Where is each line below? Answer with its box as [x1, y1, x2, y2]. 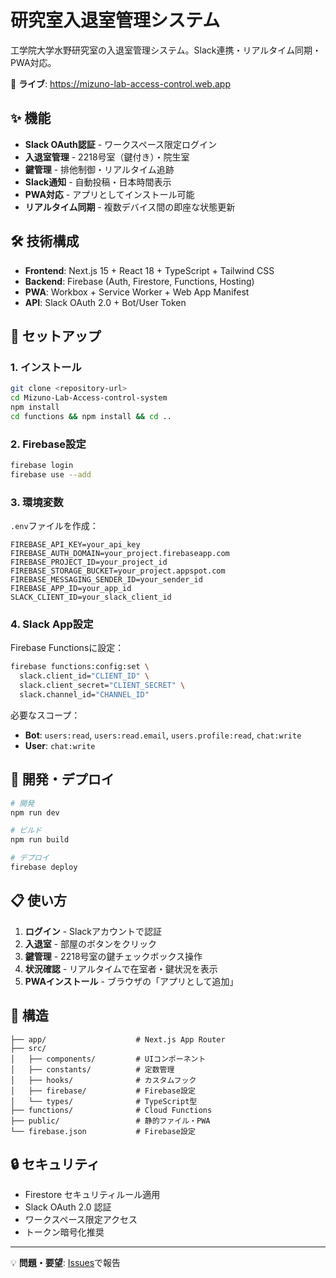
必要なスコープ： [10, 709, 81, 721]
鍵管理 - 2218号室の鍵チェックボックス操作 [24, 950, 203, 962]
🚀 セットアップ [10, 327, 102, 345]
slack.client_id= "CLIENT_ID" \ [19, 671, 150, 681]
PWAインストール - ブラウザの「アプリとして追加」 [24, 975, 239, 987]
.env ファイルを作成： [10, 520, 99, 532]
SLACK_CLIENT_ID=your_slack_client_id [10, 592, 172, 603]
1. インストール [10, 360, 82, 374]
